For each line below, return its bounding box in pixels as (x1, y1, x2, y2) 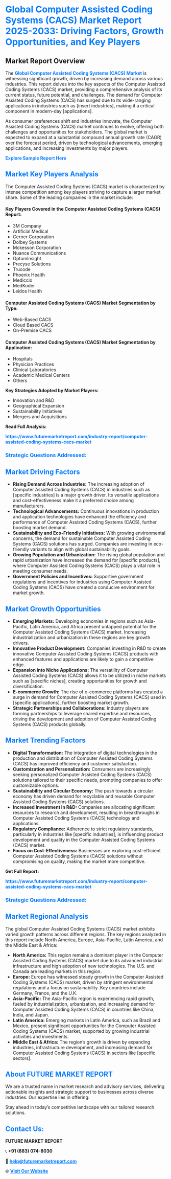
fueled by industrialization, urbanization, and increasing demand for (12, 1001, 156, 1007)
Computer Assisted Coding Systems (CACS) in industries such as (12, 487, 151, 493)
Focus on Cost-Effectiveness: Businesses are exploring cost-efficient (12, 847, 161, 853)
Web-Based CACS (12, 316, 52, 323)
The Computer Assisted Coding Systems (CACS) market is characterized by (5, 183, 165, 190)
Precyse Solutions (12, 261, 51, 267)
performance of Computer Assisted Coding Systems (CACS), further (12, 519, 157, 525)
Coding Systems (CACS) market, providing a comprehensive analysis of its (5, 86, 162, 93)
